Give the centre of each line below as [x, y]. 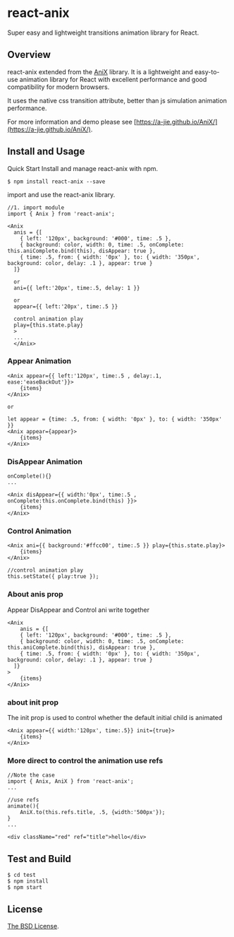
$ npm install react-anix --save [56, 182]
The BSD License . [33, 926]
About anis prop [35, 594]
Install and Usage [46, 152]
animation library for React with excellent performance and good [113, 79]
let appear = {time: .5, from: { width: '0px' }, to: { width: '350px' [115, 419]
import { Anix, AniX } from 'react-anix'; [70, 782]
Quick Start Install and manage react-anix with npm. [83, 168]
